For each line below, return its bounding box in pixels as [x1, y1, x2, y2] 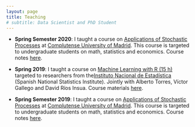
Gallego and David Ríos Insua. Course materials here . [14, 85, 144, 92]
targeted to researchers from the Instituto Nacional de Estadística [14, 72, 172, 79]
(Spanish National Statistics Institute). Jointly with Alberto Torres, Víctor [14, 78, 189, 85]
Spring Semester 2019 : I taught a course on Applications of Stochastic [14, 96, 187, 103]
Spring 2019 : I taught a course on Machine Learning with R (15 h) [14, 66, 173, 73]
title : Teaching [6, 14, 46, 20]
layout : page [6, 8, 38, 15]
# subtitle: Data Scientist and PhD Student [6, 19, 117, 25]
